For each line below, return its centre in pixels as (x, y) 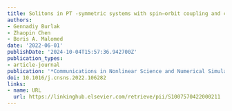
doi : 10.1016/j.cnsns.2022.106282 (57, 78)
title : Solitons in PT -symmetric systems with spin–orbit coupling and (114, 13)
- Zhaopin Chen (29, 33)
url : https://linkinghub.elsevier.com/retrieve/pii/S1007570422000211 (117, 97)
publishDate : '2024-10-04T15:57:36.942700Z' (72, 52)
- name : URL (24, 90)
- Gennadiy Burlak (33, 26)
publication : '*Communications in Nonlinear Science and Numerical (106, 71)
